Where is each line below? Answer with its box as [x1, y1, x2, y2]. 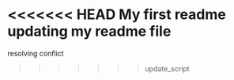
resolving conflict [7, 48, 64, 58]
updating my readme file [7, 22, 172, 40]
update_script [145, 63, 191, 73]
